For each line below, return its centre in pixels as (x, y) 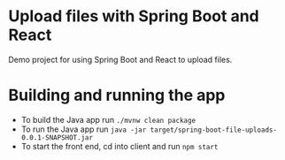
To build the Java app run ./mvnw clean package (108, 119)
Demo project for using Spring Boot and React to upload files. (120, 59)
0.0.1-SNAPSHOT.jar (57, 137)
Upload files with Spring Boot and (134, 16)
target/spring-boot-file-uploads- (214, 130)
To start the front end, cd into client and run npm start (119, 146)
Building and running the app (117, 95)
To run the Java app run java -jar (84, 129)
